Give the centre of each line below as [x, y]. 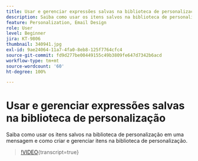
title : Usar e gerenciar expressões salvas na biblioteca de [83, 11]
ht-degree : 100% [26, 72]
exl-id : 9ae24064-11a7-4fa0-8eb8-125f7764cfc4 [64, 50]
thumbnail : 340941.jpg [34, 45]
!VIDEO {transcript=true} [50, 152]
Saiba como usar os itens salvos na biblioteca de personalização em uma [95, 135]
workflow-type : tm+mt [33, 61]
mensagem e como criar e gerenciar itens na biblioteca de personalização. [97, 141]
